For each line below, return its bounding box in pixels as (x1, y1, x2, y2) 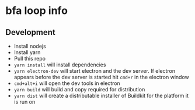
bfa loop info (5, 4, 68, 17)
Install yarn (13, 49, 41, 56)
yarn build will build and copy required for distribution (13, 86, 145, 93)
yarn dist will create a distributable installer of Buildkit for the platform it (13, 92, 189, 99)
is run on (13, 98, 36, 105)
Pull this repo (13, 55, 46, 62)
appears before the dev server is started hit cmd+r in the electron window (13, 74, 189, 80)
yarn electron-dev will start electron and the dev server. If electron (13, 68, 176, 74)
